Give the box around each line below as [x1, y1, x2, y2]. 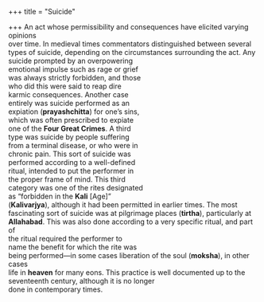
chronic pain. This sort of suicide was [8, 149, 131, 159]
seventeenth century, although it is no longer [8, 277, 155, 285]
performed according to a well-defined [8, 158, 136, 167]
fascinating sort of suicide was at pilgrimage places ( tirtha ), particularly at [8, 209, 252, 218]
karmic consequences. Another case [8, 90, 129, 99]
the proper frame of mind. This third [8, 175, 126, 184]
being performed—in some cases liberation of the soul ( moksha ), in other [8, 251, 250, 260]
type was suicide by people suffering [8, 132, 130, 142]
